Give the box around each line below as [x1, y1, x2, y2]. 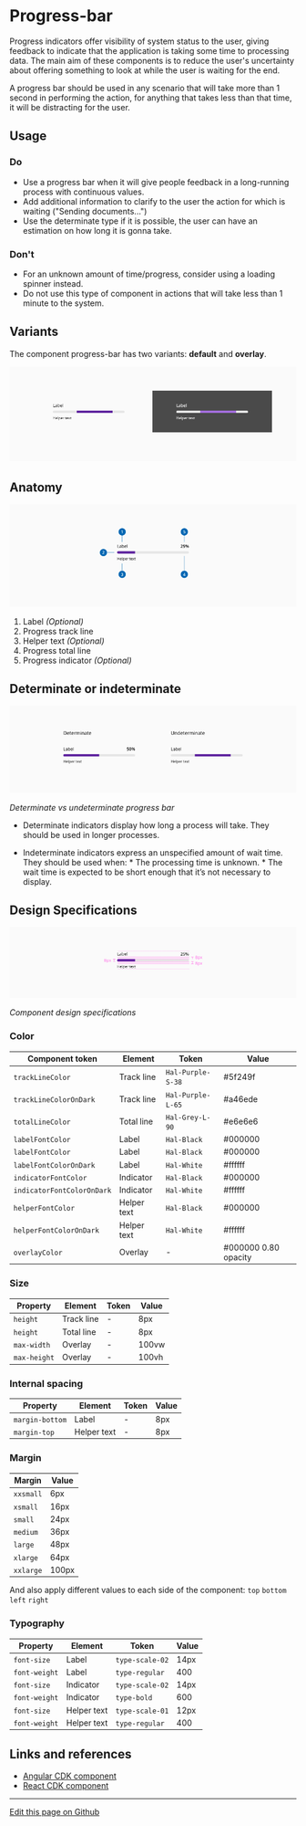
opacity [223, 1252, 252, 1263]
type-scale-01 [115, 1706, 169, 1716]
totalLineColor [13, 1118, 71, 1128]
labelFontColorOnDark [13, 1160, 96, 1170]
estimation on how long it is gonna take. [22, 225, 173, 236]
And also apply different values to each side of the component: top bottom [9, 1585, 287, 1596]
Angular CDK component [22, 1770, 117, 1781]
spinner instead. [22, 278, 84, 289]
